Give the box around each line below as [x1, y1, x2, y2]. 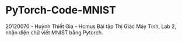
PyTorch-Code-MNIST [5, 3, 116, 17]
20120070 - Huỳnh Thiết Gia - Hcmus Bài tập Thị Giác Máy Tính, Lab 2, [5, 23, 177, 30]
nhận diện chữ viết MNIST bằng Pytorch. [5, 29, 103, 36]
